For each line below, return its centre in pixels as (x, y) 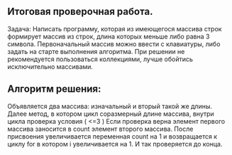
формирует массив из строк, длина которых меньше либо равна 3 (109, 36)
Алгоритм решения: (54, 89)
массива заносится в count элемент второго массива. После (100, 129)
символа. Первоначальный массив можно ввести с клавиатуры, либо (114, 44)
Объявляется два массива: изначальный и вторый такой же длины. (110, 106)
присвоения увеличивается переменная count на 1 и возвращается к (112, 136)
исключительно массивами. (50, 66)
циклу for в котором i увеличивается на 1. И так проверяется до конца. (115, 144)
